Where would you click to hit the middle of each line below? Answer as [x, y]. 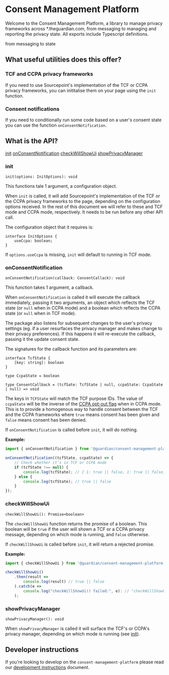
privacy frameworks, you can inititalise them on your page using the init [81, 90]
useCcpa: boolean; [33, 241]
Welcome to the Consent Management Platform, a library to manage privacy [84, 23]
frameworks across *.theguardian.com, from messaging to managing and [81, 28]
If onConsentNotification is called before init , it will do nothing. [72, 430]
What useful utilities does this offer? [63, 60]
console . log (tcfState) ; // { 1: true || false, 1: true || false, [94, 472]
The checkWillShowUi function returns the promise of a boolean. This [76, 524]
